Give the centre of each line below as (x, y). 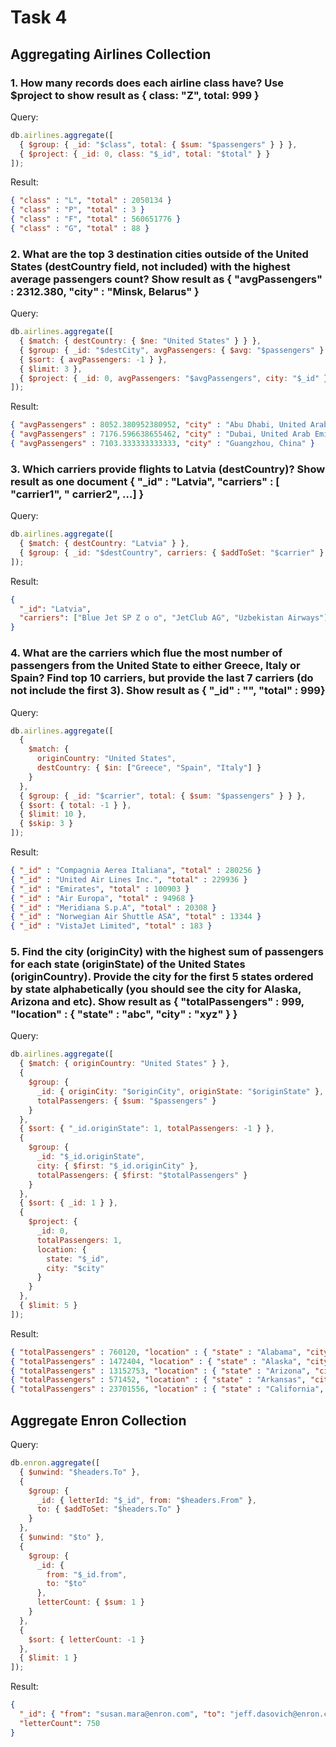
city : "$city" (75, 1268)
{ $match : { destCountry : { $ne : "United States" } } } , (140, 341)
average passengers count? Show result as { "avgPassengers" (166, 279)
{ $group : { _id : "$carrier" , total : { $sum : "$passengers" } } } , (163, 796)
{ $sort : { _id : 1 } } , (68, 1203)
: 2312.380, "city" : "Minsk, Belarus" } (105, 291)
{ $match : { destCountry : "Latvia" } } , (104, 544)
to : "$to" (66, 1584)
